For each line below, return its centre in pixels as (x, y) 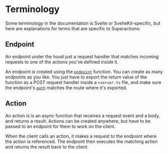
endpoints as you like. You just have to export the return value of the (76, 77)
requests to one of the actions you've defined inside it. (62, 62)
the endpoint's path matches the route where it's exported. (66, 88)
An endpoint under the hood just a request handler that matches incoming (82, 56)
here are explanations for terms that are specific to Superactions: (73, 28)
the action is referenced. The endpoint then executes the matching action (81, 141)
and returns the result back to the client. (47, 146)
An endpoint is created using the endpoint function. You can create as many (84, 71)
